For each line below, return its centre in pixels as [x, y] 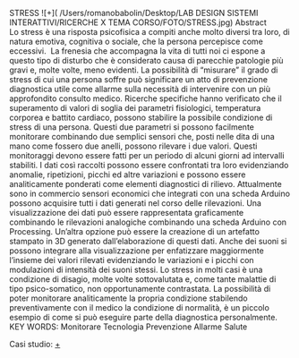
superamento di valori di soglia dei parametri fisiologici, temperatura [135, 108]
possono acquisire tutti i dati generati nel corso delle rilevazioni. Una [136, 203]
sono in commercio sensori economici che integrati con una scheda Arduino [150, 193]
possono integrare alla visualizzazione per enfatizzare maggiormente [137, 251]
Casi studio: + [35, 344]
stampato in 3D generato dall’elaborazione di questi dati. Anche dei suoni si [148, 241]
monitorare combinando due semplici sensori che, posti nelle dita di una [142, 136]
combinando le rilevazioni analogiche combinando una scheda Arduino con [148, 222]
